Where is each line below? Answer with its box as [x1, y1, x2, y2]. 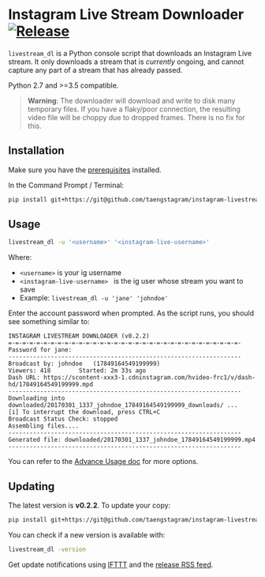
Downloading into [8, 394, 65, 402]
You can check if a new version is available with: [8, 530, 166, 539]
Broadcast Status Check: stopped [8, 415, 118, 424]
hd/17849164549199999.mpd [8, 381, 93, 389]
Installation [8, 144, 65, 157]
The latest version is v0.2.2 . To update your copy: [8, 500, 171, 511]
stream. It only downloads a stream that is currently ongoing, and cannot [8, 57, 244, 66]
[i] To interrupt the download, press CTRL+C [8, 409, 160, 417]
